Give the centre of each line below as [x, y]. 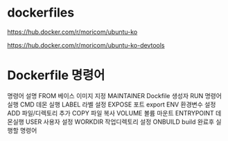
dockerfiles [41, 13]
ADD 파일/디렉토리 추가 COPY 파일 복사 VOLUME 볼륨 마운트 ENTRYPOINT [111, 113]
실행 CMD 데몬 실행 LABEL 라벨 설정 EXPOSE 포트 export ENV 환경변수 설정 [112, 104]
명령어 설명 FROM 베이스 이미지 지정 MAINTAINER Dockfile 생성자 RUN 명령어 [114, 95]
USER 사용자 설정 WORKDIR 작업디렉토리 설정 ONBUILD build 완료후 [120, 122]
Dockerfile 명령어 [56, 76]
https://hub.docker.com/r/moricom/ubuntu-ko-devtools [86, 45]
